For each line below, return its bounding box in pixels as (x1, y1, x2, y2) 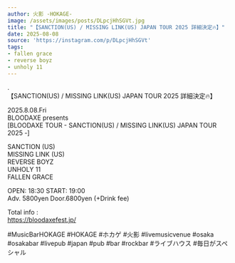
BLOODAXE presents (7, 113, 69, 122)
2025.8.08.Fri (7, 105, 47, 114)
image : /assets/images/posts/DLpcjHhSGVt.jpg (7, 17, 145, 24)
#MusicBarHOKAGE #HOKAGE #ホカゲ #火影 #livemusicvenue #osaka (7, 230, 214, 239)
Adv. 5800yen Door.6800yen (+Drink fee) (7, 194, 130, 202)
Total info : (7, 207, 38, 216)
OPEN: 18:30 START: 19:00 (7, 186, 85, 195)
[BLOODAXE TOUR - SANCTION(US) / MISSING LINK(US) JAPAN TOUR (7, 120, 217, 129)
